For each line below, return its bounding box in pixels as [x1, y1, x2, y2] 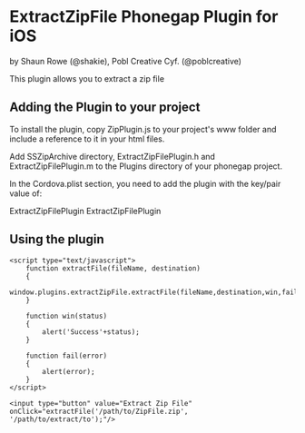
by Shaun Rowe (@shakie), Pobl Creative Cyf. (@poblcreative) [9, 55, 242, 66]
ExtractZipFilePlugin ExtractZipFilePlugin [9, 205, 162, 216]
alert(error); [42, 367, 95, 376]
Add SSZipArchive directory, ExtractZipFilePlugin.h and [9, 151, 216, 162]
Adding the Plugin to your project [9, 100, 201, 115]
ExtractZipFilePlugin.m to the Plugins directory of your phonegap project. [9, 161, 283, 172]
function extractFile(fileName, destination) [25, 263, 202, 273]
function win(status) [25, 311, 107, 320]
